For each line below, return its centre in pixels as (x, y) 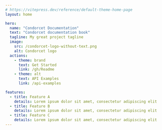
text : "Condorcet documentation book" (50, 33)
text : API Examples (38, 79)
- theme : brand (30, 60)
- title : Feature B (30, 106)
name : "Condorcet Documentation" (44, 28)
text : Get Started (37, 65)
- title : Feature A (30, 97)
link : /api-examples (40, 83)
